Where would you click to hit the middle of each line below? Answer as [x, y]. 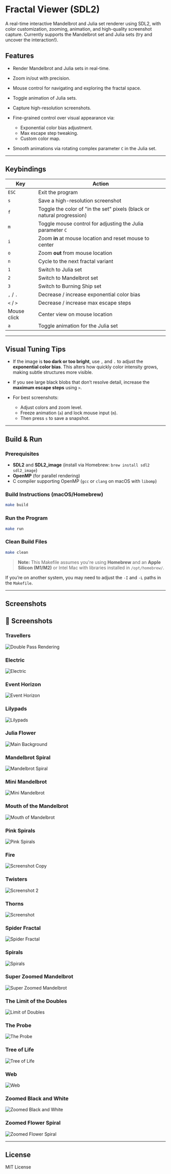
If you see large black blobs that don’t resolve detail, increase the [81, 382]
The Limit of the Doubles [36, 1001]
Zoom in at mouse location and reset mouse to [94, 238]
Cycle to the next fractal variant [76, 261]
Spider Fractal [23, 928]
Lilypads [16, 709]
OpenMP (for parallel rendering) [46, 476]
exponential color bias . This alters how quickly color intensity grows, [85, 367]
